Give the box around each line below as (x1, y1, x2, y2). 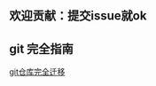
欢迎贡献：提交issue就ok (9, 8, 147, 24)
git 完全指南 (9, 41, 74, 56)
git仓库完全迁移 (9, 66, 66, 77)
